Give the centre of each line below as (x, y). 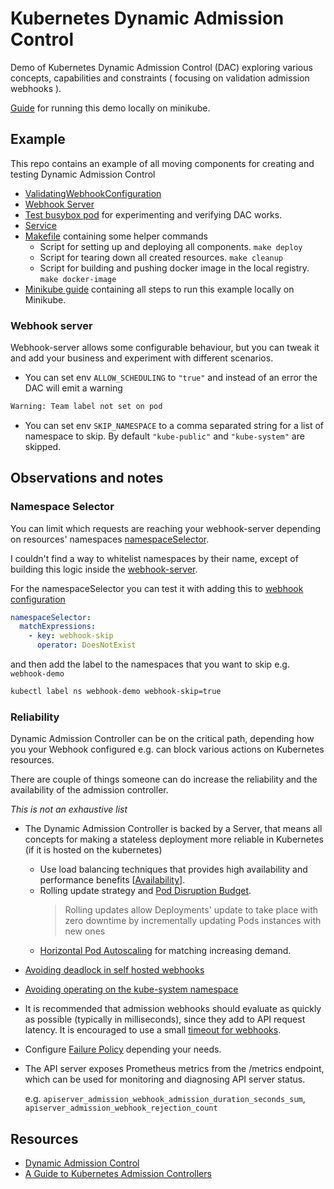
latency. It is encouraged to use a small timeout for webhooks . (153, 1030)
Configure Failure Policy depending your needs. (123, 1049)
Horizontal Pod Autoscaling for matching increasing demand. (165, 951)
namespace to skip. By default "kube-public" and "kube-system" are (164, 436)
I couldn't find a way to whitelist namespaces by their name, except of (154, 558)
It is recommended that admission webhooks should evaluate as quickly (173, 1009)
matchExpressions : (58, 627)
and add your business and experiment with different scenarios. (142, 358)
